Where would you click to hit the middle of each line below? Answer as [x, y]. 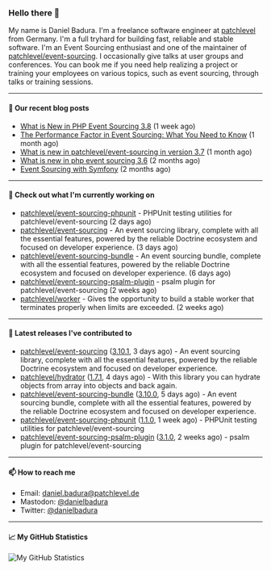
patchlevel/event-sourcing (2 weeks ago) [88, 290]
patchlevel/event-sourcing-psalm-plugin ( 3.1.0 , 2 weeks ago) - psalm [135, 437]
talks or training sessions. [51, 82]
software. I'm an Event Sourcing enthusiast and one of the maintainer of [128, 48]
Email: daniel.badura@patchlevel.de [79, 493]
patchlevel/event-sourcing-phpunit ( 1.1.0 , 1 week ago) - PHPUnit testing [138, 420]
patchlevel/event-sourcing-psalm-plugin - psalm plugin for [118, 281]
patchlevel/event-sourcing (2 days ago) [85, 221]
